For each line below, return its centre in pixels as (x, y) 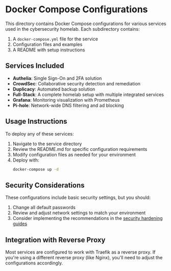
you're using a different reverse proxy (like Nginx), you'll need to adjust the (84, 258)
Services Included (35, 66)
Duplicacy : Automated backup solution (54, 89)
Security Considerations (45, 185)
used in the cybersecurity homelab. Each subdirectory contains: (73, 29)
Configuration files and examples (47, 44)
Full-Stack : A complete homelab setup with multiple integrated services (88, 94)
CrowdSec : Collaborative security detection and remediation (77, 83)
